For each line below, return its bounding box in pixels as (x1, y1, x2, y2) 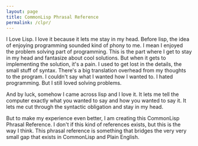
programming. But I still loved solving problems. (6, 79, 122, 87)
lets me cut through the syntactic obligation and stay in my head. (6, 104, 164, 111)
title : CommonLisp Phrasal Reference (6, 14, 99, 20)
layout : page (6, 8, 38, 15)
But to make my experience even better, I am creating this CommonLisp (6, 115, 180, 122)
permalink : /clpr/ (6, 19, 51, 25)
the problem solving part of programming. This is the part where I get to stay (6, 48, 192, 55)
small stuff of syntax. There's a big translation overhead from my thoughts (6, 67, 187, 74)
